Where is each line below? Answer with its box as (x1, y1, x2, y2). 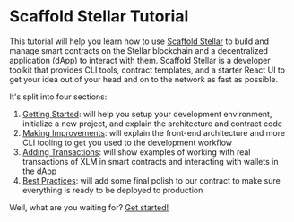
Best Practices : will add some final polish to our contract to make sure (22, 175, 281, 185)
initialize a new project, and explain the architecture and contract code (22, 118, 282, 129)
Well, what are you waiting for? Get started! (9, 201, 169, 212)
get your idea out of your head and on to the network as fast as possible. (9, 73, 279, 84)
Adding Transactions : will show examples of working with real (22, 146, 251, 158)
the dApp (22, 166, 57, 176)
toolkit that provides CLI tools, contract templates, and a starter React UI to (9, 64, 285, 75)
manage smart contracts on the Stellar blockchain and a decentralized (9, 45, 269, 55)
